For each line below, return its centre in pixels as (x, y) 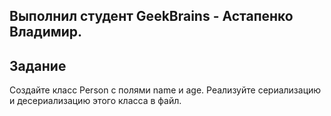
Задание (38, 65)
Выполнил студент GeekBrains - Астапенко (151, 16)
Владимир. (46, 32)
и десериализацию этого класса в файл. (95, 101)
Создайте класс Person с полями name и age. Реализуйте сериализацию (165, 90)
